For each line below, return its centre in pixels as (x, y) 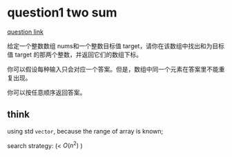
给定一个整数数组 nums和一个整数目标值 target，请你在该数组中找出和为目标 (116, 45)
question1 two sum (62, 13)
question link (25, 32)
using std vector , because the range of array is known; (85, 131)
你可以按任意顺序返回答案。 (47, 92)
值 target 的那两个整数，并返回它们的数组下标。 (75, 54)
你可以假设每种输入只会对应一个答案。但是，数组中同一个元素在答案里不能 (113, 69)
